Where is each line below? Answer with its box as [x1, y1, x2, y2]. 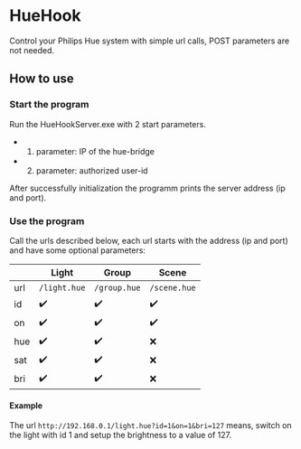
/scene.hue [148, 282, 196, 293]
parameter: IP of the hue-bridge [35, 145, 155, 156]
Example [9, 399, 43, 411]
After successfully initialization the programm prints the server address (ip [9, 182, 287, 193]
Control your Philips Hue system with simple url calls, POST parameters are [9, 35, 290, 46]
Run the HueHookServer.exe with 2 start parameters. [9, 118, 206, 129]
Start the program [9, 98, 89, 111]
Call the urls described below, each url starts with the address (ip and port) [9, 235, 289, 246]
